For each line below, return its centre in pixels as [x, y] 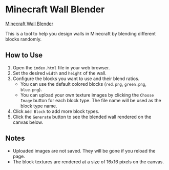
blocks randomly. [24, 39]
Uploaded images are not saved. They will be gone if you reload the [84, 150]
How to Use [24, 55]
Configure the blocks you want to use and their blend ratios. [76, 79]
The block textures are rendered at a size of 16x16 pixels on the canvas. [88, 162]
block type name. [39, 106]
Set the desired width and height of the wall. [59, 73]
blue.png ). [31, 89]
